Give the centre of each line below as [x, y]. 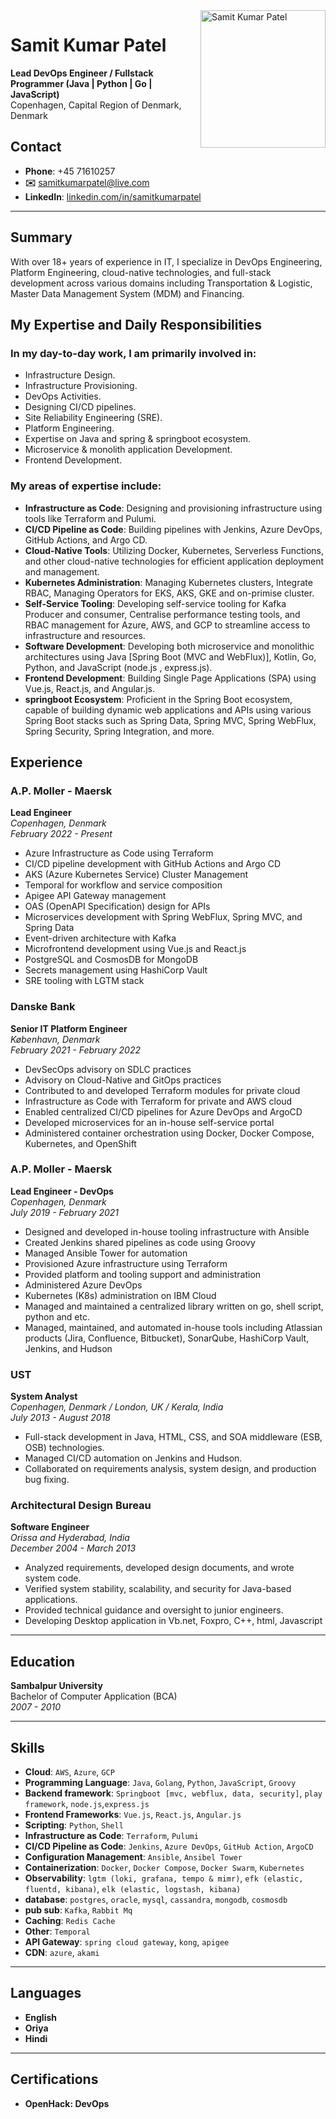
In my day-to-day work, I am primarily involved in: [133, 353]
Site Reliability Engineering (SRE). [93, 418]
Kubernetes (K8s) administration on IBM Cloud [120, 1295]
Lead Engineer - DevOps [62, 1191]
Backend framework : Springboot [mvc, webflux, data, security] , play [173, 1793]
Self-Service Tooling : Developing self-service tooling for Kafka [155, 603]
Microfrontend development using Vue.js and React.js [135, 949]
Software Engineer [50, 1527]
